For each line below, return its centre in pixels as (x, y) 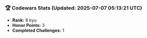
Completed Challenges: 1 (38, 30)
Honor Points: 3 (28, 25)
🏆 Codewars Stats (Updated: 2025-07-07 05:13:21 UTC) (74, 8)
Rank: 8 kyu (24, 20)
